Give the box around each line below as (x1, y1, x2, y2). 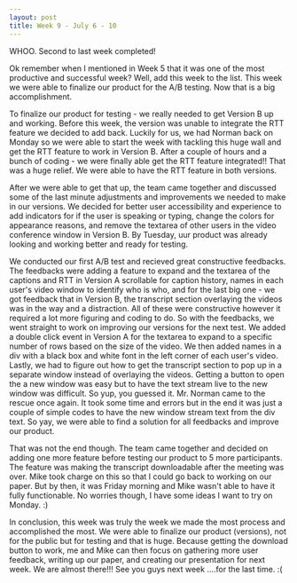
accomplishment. (9, 91, 73, 102)
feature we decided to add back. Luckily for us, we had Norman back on (9, 127, 273, 138)
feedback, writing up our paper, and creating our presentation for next (9, 554, 266, 564)
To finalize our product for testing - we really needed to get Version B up (9, 108, 274, 119)
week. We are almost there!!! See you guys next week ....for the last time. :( (9, 563, 283, 574)
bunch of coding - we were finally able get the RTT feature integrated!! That (9, 155, 286, 166)
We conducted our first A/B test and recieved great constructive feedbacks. (9, 256, 286, 266)
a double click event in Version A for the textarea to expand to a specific (9, 331, 273, 342)
